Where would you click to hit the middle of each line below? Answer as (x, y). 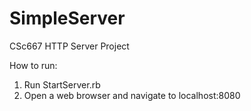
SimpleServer (67, 18)
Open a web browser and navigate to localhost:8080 (132, 95)
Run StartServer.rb (62, 84)
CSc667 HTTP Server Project (69, 46)
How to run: (33, 65)
